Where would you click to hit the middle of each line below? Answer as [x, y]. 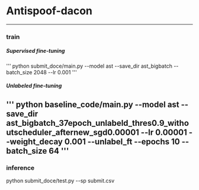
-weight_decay [35, 142]
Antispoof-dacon [49, 11]
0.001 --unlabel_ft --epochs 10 [122, 142]
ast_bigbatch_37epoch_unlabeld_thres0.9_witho [98, 123]
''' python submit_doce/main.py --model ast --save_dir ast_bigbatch [89, 66]
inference [20, 167]
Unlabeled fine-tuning [34, 86]
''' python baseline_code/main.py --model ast [93, 104]
